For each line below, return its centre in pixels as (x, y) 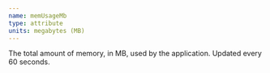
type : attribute (36, 23)
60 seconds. (29, 62)
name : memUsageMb (38, 16)
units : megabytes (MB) (47, 30)
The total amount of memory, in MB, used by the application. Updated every (135, 54)
